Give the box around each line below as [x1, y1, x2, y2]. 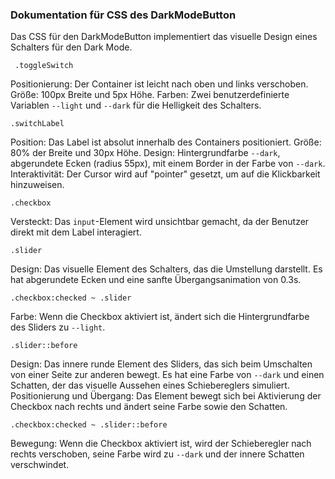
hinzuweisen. [10, 179, 65, 191]
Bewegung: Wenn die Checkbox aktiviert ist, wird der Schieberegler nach [10, 438, 312, 450]
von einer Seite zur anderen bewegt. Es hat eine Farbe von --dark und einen [10, 369, 325, 381]
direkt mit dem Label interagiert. [10, 226, 142, 238]
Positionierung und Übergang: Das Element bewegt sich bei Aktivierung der [10, 390, 322, 402]
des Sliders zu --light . [10, 321, 106, 333]
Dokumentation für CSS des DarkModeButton [10, 8, 237, 22]
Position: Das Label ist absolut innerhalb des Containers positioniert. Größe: [10, 136, 322, 148]
